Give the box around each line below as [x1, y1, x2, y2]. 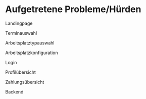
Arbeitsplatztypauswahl [5, 39, 55, 46]
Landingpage [5, 20, 33, 26]
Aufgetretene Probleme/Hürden [5, 4, 141, 15]
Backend [5, 88, 24, 94]
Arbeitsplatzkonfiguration [5, 49, 58, 56]
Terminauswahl [5, 30, 37, 36]
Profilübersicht [5, 69, 36, 75]
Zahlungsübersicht [5, 79, 44, 85]
